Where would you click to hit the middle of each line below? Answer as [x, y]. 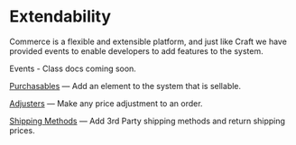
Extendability [60, 17]
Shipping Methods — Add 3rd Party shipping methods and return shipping [148, 121]
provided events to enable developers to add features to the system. [136, 50]
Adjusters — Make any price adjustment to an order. [106, 103]
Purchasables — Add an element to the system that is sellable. [125, 86]
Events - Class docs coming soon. [73, 68]
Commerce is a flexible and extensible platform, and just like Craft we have [148, 41]
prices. [22, 130]
